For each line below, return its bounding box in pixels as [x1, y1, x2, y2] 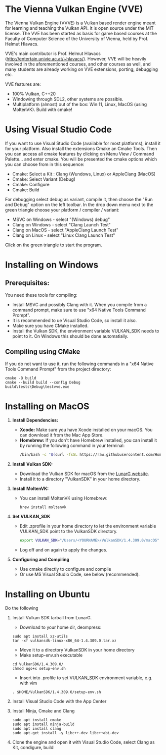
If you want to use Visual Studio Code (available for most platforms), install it [5, 140, 161, 146]
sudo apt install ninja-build [12, 722, 75, 727]
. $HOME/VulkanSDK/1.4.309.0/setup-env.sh [12, 690, 101, 695]
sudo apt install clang [12, 726, 62, 731]
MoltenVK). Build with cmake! [12, 107, 73, 112]
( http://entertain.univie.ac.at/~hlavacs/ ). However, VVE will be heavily [5, 55, 147, 61]
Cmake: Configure [12, 181, 50, 187]
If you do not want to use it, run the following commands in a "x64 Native [5, 361, 154, 367]
